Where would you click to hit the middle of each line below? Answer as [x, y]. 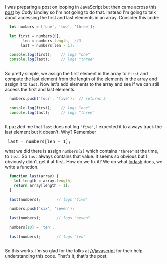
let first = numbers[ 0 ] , [35, 36]
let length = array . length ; [43, 181]
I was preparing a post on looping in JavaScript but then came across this [81, 7]
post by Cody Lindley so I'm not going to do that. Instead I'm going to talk [81, 12]
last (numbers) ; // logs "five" [49, 199]
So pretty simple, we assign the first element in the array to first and [77, 73]
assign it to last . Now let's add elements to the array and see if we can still [82, 84]
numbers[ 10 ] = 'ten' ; [32, 227]
